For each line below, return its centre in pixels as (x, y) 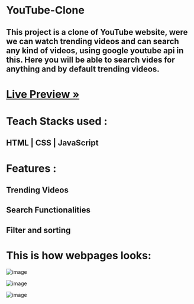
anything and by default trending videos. (83, 69)
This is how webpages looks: (79, 255)
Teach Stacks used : (57, 121)
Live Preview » (43, 94)
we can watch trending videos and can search (93, 41)
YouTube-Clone (45, 10)
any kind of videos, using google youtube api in (95, 50)
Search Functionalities (48, 210)
